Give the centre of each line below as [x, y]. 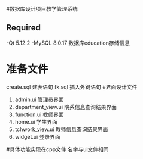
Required [23, 28]
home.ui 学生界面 [36, 121]
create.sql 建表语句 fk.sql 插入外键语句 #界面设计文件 [72, 87]
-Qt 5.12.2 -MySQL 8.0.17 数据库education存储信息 [68, 43]
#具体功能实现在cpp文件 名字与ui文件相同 [57, 149]
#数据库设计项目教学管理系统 [42, 9]
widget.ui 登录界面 [38, 136]
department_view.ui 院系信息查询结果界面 [66, 107]
